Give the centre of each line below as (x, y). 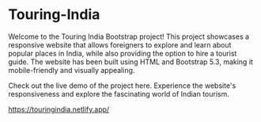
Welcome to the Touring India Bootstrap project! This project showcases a (129, 36)
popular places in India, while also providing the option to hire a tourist (123, 53)
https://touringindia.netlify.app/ (59, 109)
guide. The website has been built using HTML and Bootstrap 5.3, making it (130, 62)
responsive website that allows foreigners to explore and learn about (120, 44)
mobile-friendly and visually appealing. (72, 70)
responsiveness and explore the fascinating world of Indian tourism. (119, 93)
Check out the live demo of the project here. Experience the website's (122, 86)
